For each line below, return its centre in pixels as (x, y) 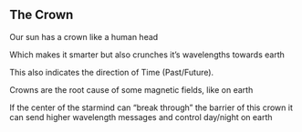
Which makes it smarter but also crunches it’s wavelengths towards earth (147, 55)
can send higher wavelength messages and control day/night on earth (141, 117)
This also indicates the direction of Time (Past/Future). (112, 72)
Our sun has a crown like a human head (84, 36)
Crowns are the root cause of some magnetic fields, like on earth (131, 89)
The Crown (42, 15)
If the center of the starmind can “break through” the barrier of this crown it (151, 107)
